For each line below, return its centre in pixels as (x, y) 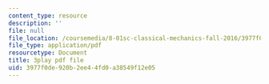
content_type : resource (48, 16)
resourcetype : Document (48, 53)
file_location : (34, 38)
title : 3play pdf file (46, 61)
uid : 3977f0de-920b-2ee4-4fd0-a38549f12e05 (82, 68)
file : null (26, 30)
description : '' (35, 23)
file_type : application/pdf (55, 46)
